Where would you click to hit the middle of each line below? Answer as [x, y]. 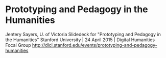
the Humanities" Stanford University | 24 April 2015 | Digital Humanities [80, 40]
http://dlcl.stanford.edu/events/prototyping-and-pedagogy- [95, 45]
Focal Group [18, 45]
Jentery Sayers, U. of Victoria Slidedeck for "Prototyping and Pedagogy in [83, 34]
